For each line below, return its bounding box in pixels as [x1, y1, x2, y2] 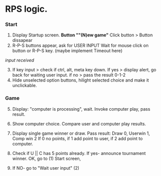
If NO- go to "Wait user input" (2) [12, 165, 80, 171]
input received [5, 58, 34, 63]
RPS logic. [5, 3, 48, 15]
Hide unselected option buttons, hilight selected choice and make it [12, 77, 149, 83]
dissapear [12, 37, 33, 43]
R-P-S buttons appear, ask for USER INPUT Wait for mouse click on [12, 43, 149, 49]
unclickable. [12, 83, 37, 88]
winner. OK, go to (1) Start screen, [12, 155, 81, 161]
